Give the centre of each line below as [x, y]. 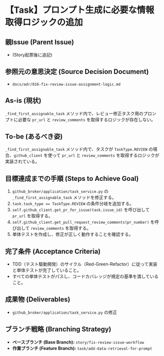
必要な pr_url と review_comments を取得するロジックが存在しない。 [87, 119]
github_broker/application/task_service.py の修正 [65, 312]
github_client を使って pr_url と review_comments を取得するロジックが [87, 155]
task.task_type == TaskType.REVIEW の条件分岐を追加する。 [73, 204]
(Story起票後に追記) [32, 55]
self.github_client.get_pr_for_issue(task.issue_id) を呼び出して [81, 210]
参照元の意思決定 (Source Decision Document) [77, 72]
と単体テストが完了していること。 [47, 270]
